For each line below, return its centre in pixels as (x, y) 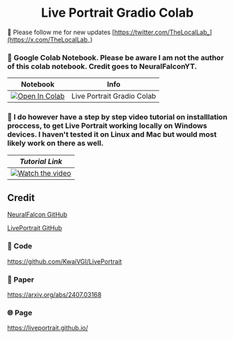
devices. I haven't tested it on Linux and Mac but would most (112, 135)
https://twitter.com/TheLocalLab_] (163, 32)
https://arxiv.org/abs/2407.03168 (54, 294)
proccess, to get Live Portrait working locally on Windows (107, 126)
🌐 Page (20, 312)
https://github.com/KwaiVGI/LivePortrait (65, 261)
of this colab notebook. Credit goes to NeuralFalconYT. (102, 66)
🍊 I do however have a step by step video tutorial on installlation (117, 117)
